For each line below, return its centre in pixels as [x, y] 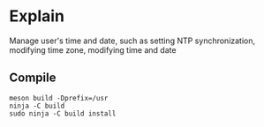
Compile [33, 78]
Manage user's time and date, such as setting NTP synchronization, [132, 41]
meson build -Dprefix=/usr [59, 98]
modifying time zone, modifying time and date [93, 49]
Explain [37, 16]
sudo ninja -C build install [63, 113]
